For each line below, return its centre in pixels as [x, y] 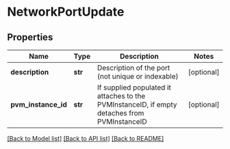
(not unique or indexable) [138, 76]
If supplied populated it [134, 87]
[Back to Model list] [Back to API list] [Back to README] [86, 138]
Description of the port [133, 68]
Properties [30, 37]
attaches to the [121, 96]
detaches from [120, 113]
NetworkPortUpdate [66, 12]
